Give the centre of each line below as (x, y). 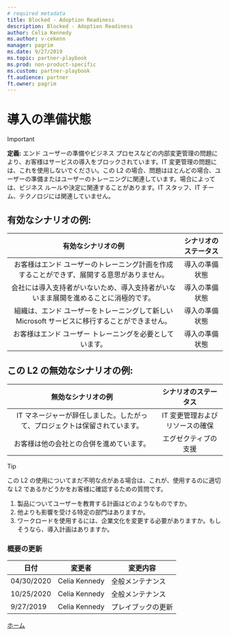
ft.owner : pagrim (32, 84)
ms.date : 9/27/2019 (35, 52)
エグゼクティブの (190, 438)
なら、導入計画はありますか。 (71, 529)
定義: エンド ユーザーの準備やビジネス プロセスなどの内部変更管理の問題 (110, 153)
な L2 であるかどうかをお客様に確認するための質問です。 (87, 488)
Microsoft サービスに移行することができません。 (94, 321)
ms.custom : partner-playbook (49, 71)
